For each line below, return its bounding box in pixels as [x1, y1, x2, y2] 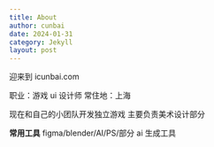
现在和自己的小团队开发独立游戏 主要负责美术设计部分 [9, 109, 205, 120]
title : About [9, 12, 57, 22]
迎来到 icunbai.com [9, 72, 80, 82]
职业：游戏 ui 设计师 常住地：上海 [9, 90, 131, 101]
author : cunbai [9, 21, 65, 30]
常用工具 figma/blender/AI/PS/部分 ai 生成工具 [9, 128, 177, 138]
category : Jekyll [9, 37, 73, 47]
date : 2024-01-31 [9, 29, 73, 38]
